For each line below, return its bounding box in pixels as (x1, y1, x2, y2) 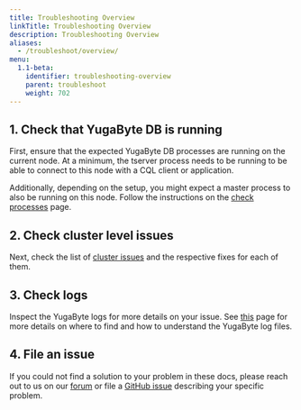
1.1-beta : (17, 64, 54, 73)
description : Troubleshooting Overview (9, 30, 160, 39)
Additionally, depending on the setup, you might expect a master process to (9, 182, 291, 194)
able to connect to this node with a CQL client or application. (9, 165, 234, 176)
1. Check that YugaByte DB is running (9, 122, 223, 137)
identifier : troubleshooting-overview (25, 72, 171, 81)
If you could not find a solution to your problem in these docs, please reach (9, 370, 288, 381)
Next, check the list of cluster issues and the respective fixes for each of (9, 251, 279, 262)
